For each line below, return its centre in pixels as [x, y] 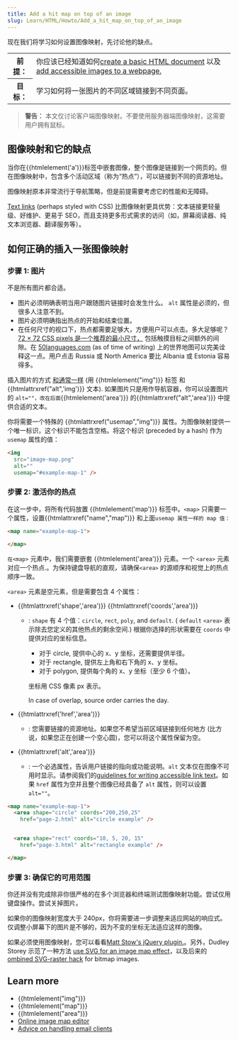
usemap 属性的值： [33, 439]
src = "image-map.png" [44, 459]
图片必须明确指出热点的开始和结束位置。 [76, 321]
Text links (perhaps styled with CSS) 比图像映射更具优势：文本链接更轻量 [114, 207]
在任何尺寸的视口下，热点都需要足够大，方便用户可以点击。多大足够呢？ [123, 329]
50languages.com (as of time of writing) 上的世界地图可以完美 [129, 347]
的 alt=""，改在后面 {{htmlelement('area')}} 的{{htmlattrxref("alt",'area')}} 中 [116, 398]
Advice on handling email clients [65, 1028]
